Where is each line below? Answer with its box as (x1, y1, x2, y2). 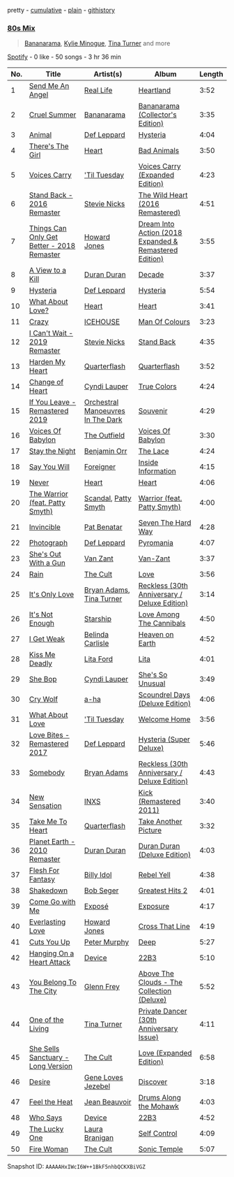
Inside (138, 458, 159, 468)
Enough (29, 619, 54, 628)
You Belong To (29, 978, 77, 988)
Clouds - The (138, 978, 183, 988)
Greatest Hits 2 (138, 886, 188, 895)
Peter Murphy (84, 937, 130, 947)
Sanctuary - (29, 1053, 70, 1062)
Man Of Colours (138, 317, 190, 327)
